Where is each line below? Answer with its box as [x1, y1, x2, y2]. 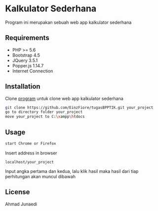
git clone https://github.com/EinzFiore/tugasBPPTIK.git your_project [5, 105, 154, 110]
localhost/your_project [5, 159, 54, 164]
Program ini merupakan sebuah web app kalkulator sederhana [5, 19, 132, 25]
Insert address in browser [5, 150, 58, 156]
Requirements [5, 34, 49, 42]
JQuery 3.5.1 [12, 57, 38, 63]
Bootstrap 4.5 [12, 52, 40, 58]
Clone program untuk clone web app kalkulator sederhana [5, 95, 123, 102]
